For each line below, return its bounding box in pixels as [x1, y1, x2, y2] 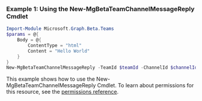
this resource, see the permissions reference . [6, 88, 119, 96]
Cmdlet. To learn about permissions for [97, 82, 194, 89]
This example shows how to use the [6, 75, 95, 82]
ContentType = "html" [28, 42, 82, 48]
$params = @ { [6, 32, 39, 38]
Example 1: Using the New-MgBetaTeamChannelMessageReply [6, 5, 195, 13]
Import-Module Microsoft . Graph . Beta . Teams [6, 26, 114, 32]
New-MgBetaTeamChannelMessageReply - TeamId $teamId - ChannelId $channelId [6, 65, 198, 71]
